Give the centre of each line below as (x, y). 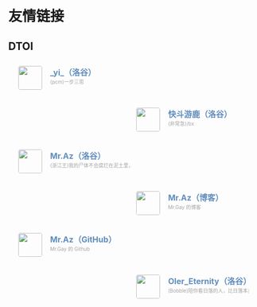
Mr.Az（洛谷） (78, 156)
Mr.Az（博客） (196, 198)
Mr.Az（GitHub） (84, 239)
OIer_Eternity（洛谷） (210, 281)
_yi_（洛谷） (73, 72)
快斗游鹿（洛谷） (200, 114)
